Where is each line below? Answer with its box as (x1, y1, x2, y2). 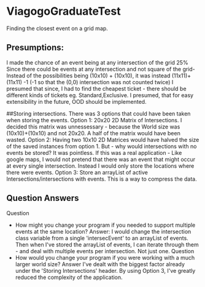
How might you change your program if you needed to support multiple (15, 221, 196, 229)
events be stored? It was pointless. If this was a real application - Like (6, 149, 182, 156)
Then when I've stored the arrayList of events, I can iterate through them (15, 241, 199, 248)
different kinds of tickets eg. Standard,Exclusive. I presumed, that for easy (6, 91, 194, 99)
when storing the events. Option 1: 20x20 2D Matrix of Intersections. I (6, 116, 182, 124)
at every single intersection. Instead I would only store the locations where (6, 162, 195, 170)
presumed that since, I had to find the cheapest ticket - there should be (6, 85, 187, 92)
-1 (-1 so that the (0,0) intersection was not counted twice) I (23, 78, 174, 85)
